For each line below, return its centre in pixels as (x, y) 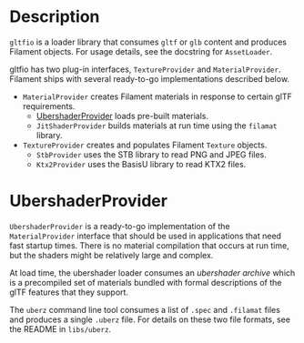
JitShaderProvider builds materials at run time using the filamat (157, 126)
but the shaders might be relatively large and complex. (111, 255)
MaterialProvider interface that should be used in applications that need (146, 236)
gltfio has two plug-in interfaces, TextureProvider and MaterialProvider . (145, 69)
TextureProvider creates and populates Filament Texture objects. (145, 145)
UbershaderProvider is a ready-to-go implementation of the (120, 226)
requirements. (49, 106)
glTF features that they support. (69, 292)
